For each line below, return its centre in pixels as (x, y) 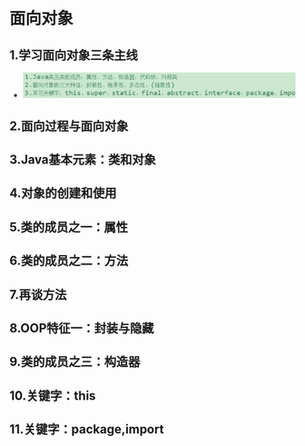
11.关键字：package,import (87, 429)
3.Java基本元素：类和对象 (83, 160)
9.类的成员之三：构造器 (75, 362)
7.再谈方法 (38, 295)
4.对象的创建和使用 (63, 193)
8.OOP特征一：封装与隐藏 (82, 328)
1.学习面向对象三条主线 (74, 55)
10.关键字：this (53, 396)
